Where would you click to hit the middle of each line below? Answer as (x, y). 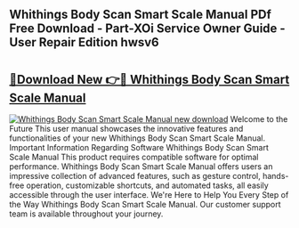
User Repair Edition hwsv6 (84, 42)
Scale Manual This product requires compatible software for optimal (134, 157)
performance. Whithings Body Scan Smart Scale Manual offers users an (141, 167)
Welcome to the (259, 119)
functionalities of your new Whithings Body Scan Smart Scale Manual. (137, 138)
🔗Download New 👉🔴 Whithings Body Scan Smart (149, 79)
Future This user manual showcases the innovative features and (126, 129)
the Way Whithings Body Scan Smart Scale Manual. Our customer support (145, 204)
